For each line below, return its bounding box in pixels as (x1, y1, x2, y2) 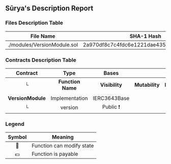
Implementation (50, 94, 88, 101)
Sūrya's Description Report (5, 4, 94, 13)
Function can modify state (31, 142, 94, 149)
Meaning (51, 133, 74, 141)
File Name (30, 33, 55, 40)
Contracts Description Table (5, 56, 76, 63)
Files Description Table (5, 19, 64, 26)
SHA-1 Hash (129, 33, 161, 40)
